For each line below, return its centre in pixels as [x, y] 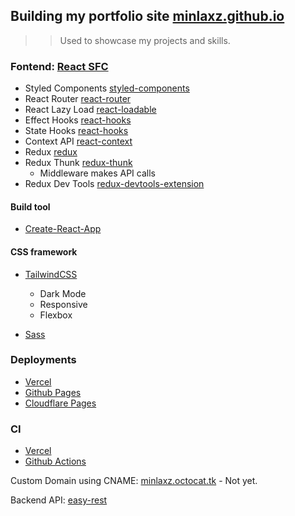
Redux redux [51, 152]
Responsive [63, 304]
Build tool [30, 206]
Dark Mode [63, 293]
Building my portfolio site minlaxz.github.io [147, 16]
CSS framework [44, 251]
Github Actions [55, 461]
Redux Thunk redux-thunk [78, 163]
